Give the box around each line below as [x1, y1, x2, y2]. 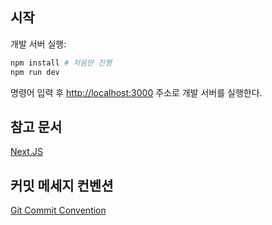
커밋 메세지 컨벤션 [10, 177, 114, 194]
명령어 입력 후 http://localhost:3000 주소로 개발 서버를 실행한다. [10, 86, 263, 98]
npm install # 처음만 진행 [10, 58, 113, 68]
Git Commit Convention [10, 204, 107, 217]
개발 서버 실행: [10, 38, 67, 50]
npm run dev [10, 67, 60, 77]
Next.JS [10, 146, 43, 158]
